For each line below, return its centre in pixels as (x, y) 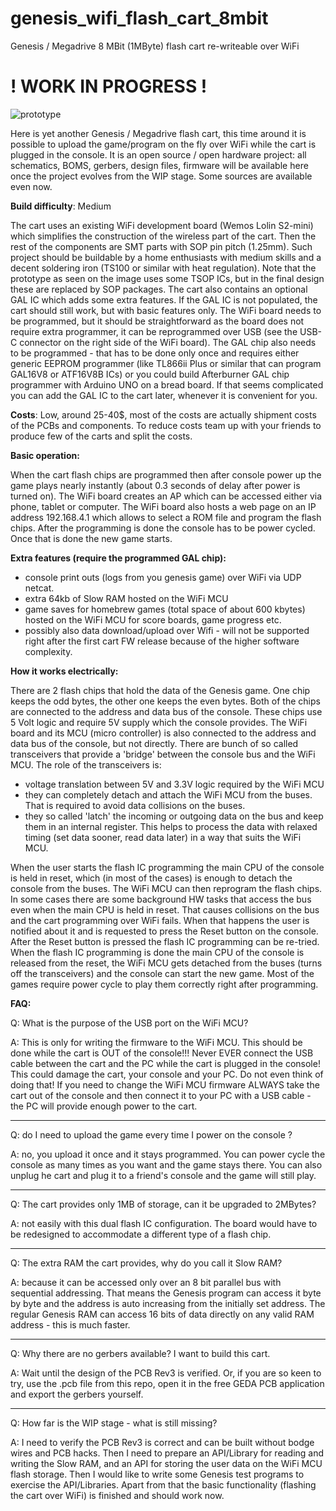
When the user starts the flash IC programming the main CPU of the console (167, 867)
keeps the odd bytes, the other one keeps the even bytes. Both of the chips (165, 701)
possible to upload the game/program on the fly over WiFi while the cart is (163, 144)
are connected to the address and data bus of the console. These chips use (166, 711)
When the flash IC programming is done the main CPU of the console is (157, 952)
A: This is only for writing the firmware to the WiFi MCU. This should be (156, 1042)
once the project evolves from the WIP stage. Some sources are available (161, 176)
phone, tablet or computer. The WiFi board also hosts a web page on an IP (163, 506)
